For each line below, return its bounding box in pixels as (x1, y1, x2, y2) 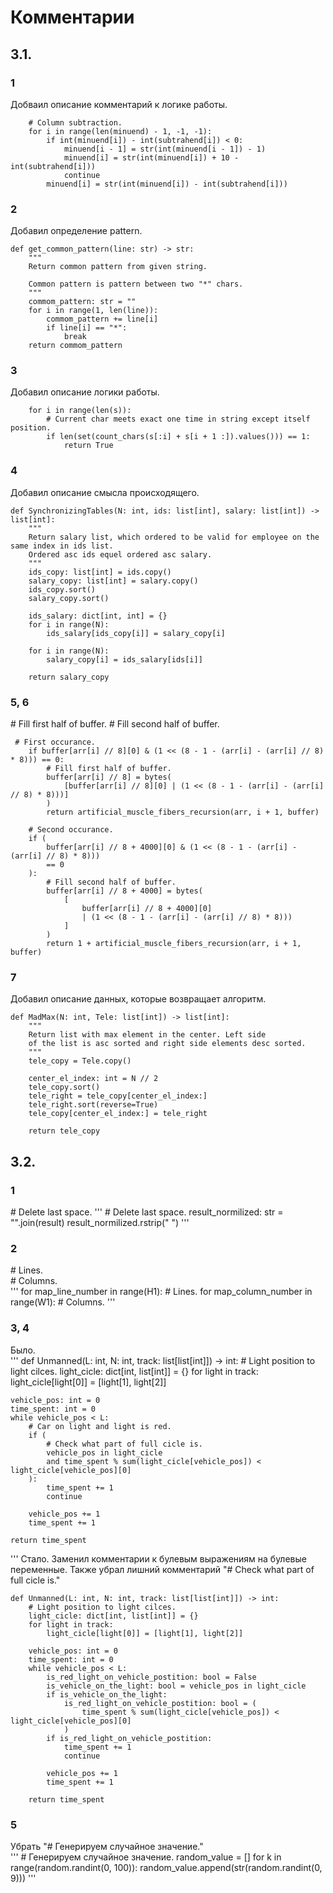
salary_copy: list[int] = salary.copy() (28, 576, 199, 586)
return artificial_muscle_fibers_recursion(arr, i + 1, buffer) (46, 807, 320, 818)
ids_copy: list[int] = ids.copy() (28, 567, 172, 577)
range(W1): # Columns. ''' (10, 1296, 116, 1308)
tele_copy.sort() (28, 1082, 101, 1093)
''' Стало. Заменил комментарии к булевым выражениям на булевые (10, 1552, 307, 1565)
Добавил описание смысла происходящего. (10, 486, 200, 498)
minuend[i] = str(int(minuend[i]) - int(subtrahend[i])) (46, 179, 288, 189)
